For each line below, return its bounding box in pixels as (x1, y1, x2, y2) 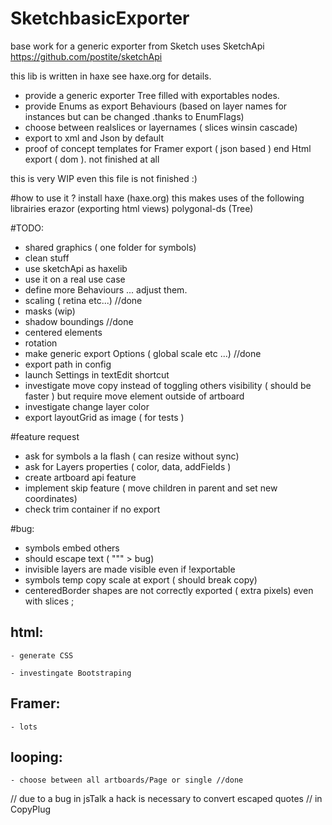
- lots (10, 722, 38, 732)
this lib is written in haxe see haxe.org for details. (10, 70, 212, 82)
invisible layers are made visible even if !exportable (24, 563, 236, 575)
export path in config (24, 358, 112, 370)
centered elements (24, 326, 103, 338)
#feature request (10, 430, 80, 442)
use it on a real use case (24, 273, 126, 285)
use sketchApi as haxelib (24, 262, 128, 274)
